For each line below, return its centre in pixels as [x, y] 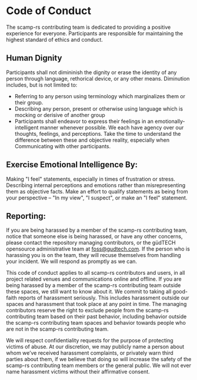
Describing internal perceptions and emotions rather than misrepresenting [96, 185]
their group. [29, 102]
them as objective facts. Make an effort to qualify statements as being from [97, 191]
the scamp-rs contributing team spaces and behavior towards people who [96, 323]
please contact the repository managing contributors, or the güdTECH [91, 243]
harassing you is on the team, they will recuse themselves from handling [94, 255]
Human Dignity [34, 58]
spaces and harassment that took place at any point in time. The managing [96, 304]
